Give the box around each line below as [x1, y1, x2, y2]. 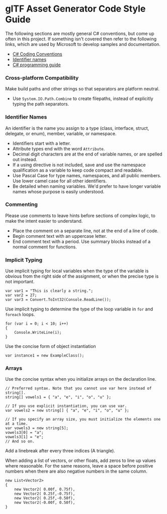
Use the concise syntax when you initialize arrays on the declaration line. [5, 376, 156, 382]
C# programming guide [12, 62, 61, 68]
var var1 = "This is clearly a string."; [5, 288, 94, 293]
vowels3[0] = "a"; [5, 430, 44, 435]
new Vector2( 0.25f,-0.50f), [14, 496, 75, 501]
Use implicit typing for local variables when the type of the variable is [5, 268, 149, 274]
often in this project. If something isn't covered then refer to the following [5, 36, 157, 42]
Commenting [5, 201, 38, 208]
